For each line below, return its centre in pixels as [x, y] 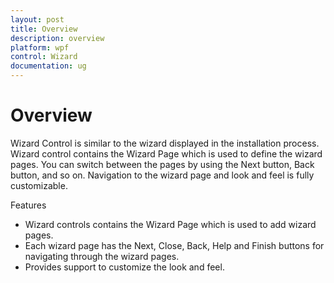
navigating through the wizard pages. [102, 256]
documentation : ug [48, 66]
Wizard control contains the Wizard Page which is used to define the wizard [166, 153]
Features [28, 205]
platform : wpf [40, 47]
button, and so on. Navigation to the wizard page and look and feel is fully [162, 175]
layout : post [37, 19]
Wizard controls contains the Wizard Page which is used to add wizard [170, 224]
